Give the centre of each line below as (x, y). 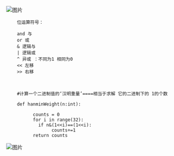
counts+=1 (64, 130)
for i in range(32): (58, 120)
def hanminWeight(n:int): (49, 104)
